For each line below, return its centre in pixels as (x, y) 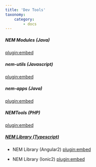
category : (24, 19)
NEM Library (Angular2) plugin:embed (51, 149)
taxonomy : (15, 15)
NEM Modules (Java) (27, 40)
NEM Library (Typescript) (32, 137)
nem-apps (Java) (24, 88)
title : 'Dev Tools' (25, 10)
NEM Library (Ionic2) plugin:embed (48, 159)
